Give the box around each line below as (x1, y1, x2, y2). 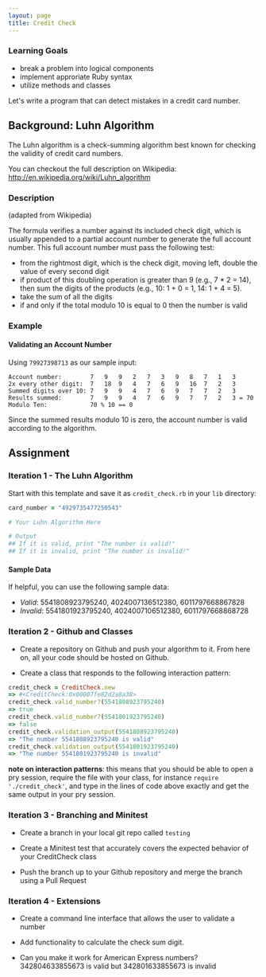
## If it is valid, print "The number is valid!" (8, 540, 176, 548)
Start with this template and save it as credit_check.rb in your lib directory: (8, 488, 256, 498)
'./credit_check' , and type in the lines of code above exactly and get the (8, 781, 249, 791)
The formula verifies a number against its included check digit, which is (8, 225, 242, 235)
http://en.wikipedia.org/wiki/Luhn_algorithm (8, 172, 151, 182)
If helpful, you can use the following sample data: (8, 582, 169, 592)
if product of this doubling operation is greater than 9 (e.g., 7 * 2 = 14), (19, 275, 252, 284)
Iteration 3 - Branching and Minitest (8, 810, 148, 821)
